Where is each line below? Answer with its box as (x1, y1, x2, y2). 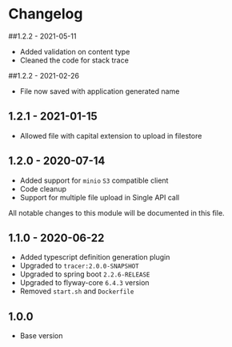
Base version (19, 331, 63, 341)
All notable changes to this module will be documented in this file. (8, 208, 226, 217)
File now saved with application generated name (19, 86, 180, 96)
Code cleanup (19, 184, 66, 193)
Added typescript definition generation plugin (19, 252, 170, 262)
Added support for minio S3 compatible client (19, 176, 169, 185)
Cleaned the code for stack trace (19, 55, 130, 65)
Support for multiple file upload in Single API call (19, 192, 180, 202)
